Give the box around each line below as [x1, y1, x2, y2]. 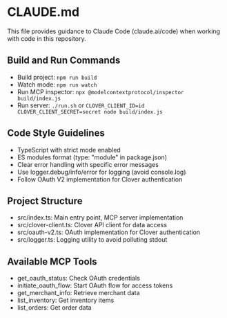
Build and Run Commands [7, 55, 121, 67]
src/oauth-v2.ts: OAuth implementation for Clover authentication [17, 228, 201, 236]
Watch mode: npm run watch [17, 80, 97, 89]
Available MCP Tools [7, 256, 98, 267]
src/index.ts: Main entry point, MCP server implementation [17, 213, 184, 222]
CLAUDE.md [7, 4, 80, 20]
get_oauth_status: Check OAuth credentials [17, 274, 140, 283]
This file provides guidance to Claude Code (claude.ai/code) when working [7, 27, 221, 35]
